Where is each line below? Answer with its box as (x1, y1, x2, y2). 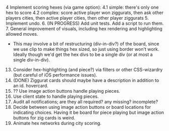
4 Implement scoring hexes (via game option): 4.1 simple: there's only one (6, 5, 159, 10)
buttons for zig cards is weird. (13, 115, 75, 120)
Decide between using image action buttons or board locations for (13, 104, 151, 110)
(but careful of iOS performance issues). (13, 72, 97, 78)
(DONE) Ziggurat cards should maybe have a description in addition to (13, 78, 159, 83)
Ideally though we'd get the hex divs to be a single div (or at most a (13, 51, 153, 57)
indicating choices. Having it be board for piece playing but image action (13, 109, 164, 115)
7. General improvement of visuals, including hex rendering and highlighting (6, 26, 163, 32)
